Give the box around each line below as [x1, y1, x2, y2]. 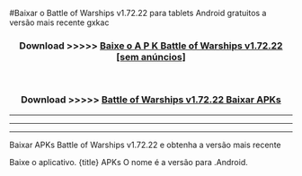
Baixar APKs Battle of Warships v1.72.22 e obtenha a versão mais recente [9, 139, 281, 150]
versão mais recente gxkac [9, 17, 110, 28]
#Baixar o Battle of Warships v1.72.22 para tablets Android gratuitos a [9, 8, 267, 18]
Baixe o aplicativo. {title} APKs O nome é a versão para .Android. [9, 156, 249, 167]
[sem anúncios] [116, 50, 186, 63]
